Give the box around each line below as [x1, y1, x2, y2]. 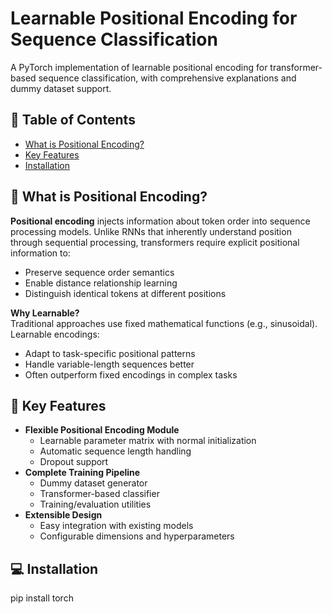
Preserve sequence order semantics [24, 266, 175, 278]
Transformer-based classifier [39, 488, 160, 500]
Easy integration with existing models [39, 520, 194, 532]
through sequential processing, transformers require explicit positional [10, 236, 300, 248]
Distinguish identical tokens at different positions [24, 287, 227, 299]
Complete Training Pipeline [24, 467, 141, 479]
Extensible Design [24, 509, 103, 521]
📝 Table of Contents [10, 112, 136, 129]
